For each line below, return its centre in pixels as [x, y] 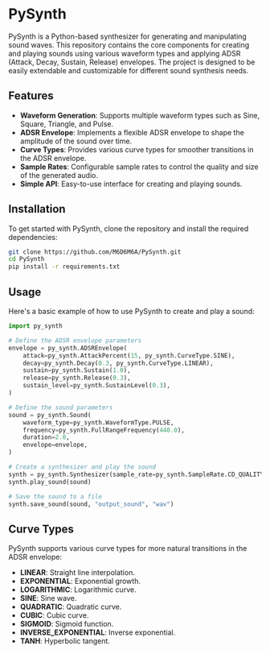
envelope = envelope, [55, 445]
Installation [37, 209]
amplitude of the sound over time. [76, 141]
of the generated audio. [59, 175]
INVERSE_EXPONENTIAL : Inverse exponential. [98, 632]
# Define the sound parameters [61, 408]
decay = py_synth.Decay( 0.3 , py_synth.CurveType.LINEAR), [119, 363]
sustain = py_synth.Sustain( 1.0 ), [77, 370]
